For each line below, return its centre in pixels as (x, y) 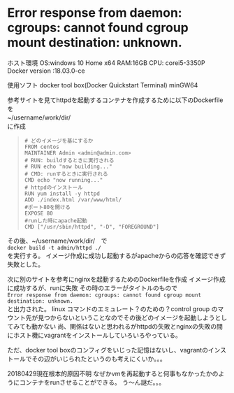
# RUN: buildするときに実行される (69, 160)
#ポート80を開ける (47, 207)
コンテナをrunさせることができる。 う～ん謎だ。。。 (92, 382)
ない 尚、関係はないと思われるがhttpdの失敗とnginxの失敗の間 (133, 326)
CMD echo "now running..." (64, 180)
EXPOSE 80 (39, 213)
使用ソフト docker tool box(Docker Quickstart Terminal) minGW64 (103, 85)
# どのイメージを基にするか (59, 141)
